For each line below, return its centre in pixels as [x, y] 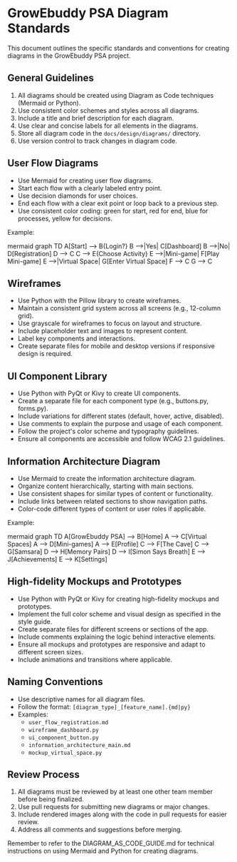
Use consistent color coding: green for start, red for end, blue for [113, 211]
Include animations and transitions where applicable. [95, 659]
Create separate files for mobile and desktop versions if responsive [116, 346]
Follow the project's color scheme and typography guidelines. [108, 431]
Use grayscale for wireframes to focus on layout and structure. [110, 323]
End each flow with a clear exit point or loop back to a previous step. [118, 203]
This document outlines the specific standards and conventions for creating [118, 48]
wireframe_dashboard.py [64, 730]
